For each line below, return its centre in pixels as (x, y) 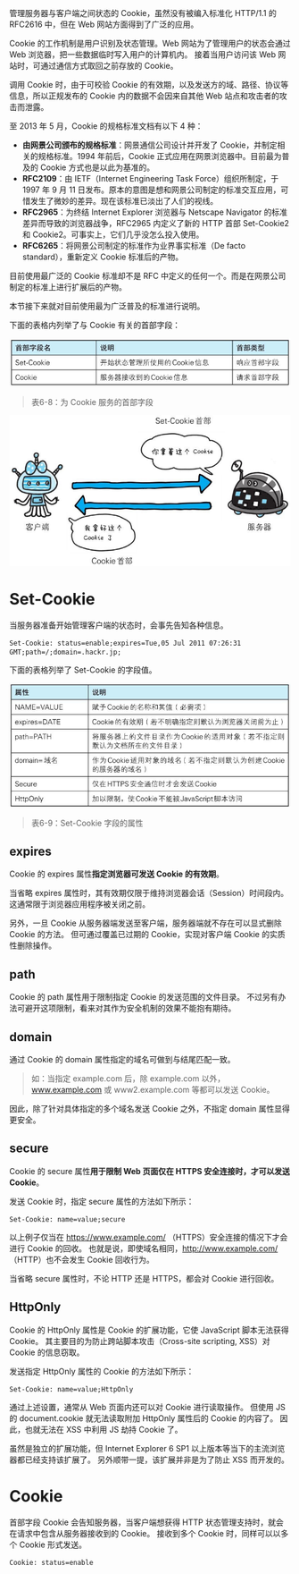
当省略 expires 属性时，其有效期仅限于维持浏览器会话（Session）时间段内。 (149, 893)
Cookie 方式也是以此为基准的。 (97, 167)
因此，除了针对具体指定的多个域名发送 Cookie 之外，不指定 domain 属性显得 (149, 1109)
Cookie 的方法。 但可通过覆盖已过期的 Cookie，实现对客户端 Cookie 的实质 (147, 935)
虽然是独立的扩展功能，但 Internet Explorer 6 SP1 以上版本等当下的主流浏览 (147, 1448)
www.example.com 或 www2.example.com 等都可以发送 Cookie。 (153, 1090)
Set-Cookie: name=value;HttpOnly (71, 1389)
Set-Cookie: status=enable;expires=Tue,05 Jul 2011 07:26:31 (125, 643)
